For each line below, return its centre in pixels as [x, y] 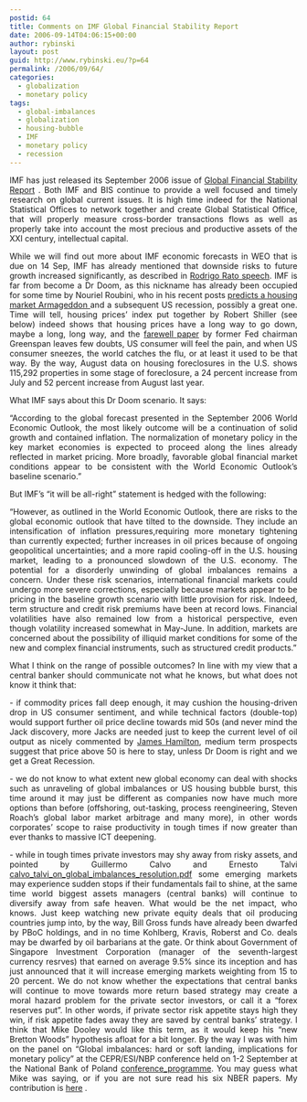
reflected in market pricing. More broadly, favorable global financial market [153, 456]
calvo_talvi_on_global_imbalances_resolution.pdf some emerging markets [153, 873]
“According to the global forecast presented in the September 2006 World [153, 418]
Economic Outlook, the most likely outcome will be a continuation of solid [153, 427]
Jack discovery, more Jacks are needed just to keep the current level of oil [153, 732]
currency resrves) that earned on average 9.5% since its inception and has [153, 961]
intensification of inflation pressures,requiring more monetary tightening [153, 530]
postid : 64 [30, 18]
